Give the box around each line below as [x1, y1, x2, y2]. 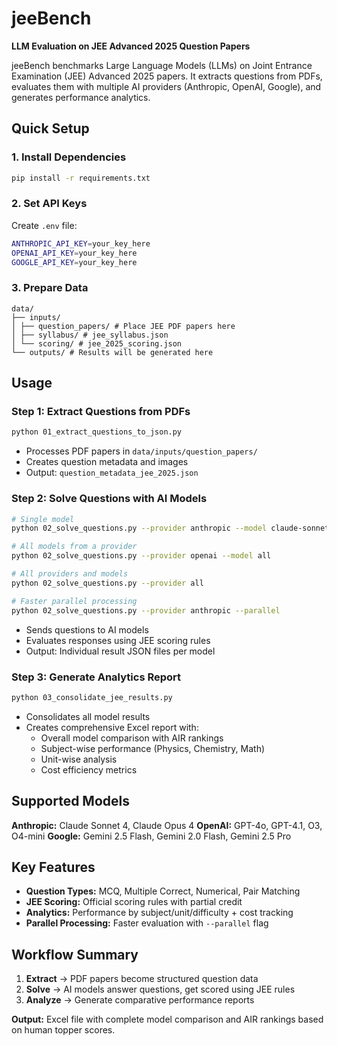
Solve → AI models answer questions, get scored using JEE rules [25, 983, 296, 996]
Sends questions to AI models [25, 623, 149, 636]
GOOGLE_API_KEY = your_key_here [11, 257, 138, 267]
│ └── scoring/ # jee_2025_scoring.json [11, 338, 183, 349]
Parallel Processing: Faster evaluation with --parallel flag [25, 917, 269, 929]
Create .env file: [11, 219, 78, 231]
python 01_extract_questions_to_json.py [11, 427, 183, 437]
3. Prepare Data [11, 281, 89, 295]
